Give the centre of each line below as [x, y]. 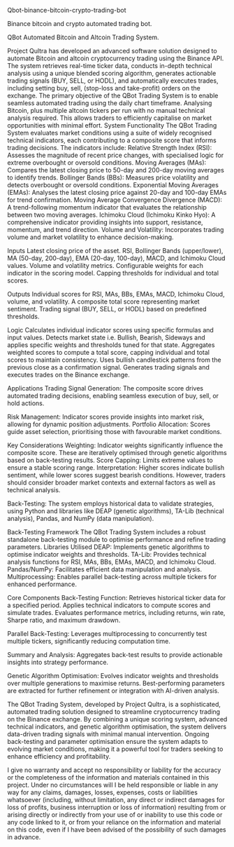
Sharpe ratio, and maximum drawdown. [64, 620]
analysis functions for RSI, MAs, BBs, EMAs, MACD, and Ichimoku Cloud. [112, 562]
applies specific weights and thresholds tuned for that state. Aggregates [111, 345]
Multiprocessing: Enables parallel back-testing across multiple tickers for [112, 577]
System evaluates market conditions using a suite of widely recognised [109, 133]
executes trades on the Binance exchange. [69, 375]
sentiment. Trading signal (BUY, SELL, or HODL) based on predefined [107, 309]
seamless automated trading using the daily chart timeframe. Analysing [110, 103]
